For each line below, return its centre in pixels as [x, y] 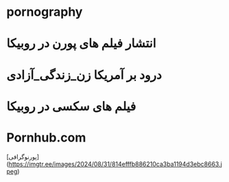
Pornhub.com [46, 137]
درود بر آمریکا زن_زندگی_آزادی [84, 75]
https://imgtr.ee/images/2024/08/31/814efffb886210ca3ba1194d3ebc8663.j [115, 164]
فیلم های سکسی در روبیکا [71, 106]
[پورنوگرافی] [23, 157]
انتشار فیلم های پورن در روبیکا [81, 44]
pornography [45, 12]
